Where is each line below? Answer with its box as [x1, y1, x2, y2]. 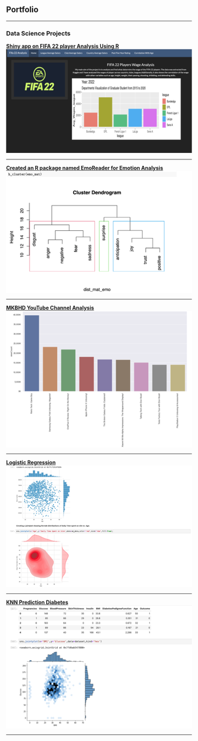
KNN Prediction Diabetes [6, 599, 69, 606]
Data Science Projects [6, 29, 71, 37]
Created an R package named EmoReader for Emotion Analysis [6, 164, 163, 171]
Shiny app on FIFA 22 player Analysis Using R [6, 43, 119, 50]
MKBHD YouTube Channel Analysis [6, 304, 94, 311]
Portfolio [6, 5, 39, 15]
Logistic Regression [6, 459, 56, 466]
